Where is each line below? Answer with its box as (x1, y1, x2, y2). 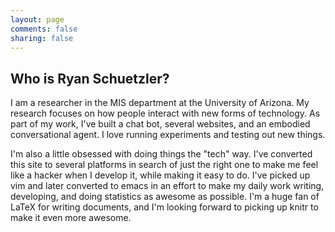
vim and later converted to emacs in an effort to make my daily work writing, (10, 180, 325, 192)
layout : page (10, 14, 65, 25)
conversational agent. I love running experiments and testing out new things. (10, 129, 326, 141)
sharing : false (10, 33, 74, 43)
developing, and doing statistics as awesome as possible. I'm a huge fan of (10, 191, 320, 203)
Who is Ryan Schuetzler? (10, 70, 170, 87)
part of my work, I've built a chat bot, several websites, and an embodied (10, 118, 311, 130)
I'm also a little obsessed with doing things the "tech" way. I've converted (10, 148, 313, 160)
